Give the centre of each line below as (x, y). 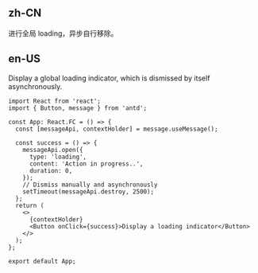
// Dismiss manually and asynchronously (90, 185)
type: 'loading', (58, 157)
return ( (30, 205)
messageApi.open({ (53, 150)
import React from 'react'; (55, 101)
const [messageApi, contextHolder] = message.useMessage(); (117, 129)
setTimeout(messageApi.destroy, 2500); (89, 191)
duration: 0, (51, 170)
